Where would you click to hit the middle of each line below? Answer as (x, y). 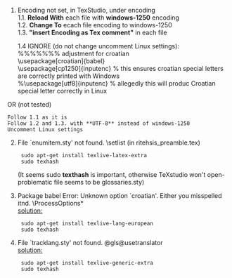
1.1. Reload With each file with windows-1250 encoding (98, 18)
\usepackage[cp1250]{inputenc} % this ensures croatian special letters (120, 68)
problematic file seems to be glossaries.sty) (81, 182)
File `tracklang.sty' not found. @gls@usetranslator (90, 243)
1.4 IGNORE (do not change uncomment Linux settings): (98, 46)
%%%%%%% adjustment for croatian (73, 53)
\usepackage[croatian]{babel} (61, 61)
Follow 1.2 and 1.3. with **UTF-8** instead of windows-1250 (99, 124)
